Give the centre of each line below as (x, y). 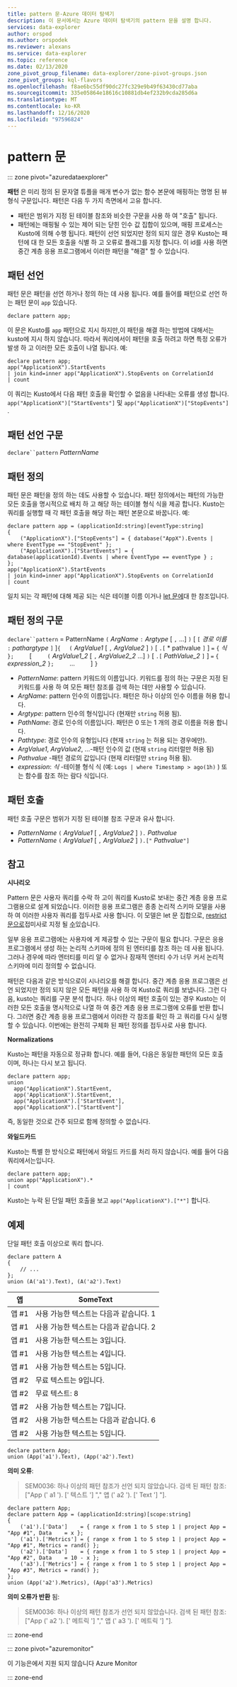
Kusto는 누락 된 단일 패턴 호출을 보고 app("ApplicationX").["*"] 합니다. (109, 1200)
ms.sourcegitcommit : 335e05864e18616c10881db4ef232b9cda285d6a (103, 93)
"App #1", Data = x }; (45, 1533)
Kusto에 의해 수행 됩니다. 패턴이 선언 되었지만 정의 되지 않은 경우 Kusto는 (119, 233)
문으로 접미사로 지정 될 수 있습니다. (54, 924)
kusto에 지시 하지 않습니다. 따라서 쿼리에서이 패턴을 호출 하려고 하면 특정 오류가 (117, 339)
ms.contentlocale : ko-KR (44, 106)
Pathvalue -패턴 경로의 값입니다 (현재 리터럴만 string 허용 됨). (105, 758)
